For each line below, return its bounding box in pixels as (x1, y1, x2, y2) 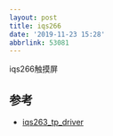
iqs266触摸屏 (9, 64, 59, 74)
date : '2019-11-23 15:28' (9, 30, 105, 38)
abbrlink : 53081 (9, 38, 69, 47)
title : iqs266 (9, 21, 62, 30)
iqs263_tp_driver (21, 117, 85, 128)
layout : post (9, 13, 58, 22)
